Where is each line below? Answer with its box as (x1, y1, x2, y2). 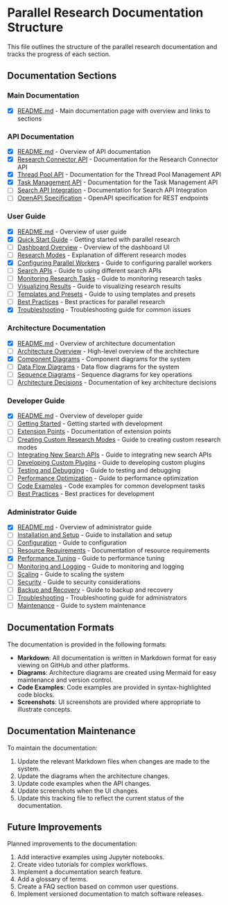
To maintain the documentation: (7, 744, 98, 752)
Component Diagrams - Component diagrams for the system (17, 355, 191, 363)
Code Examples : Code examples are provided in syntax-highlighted (17, 683, 211, 691)
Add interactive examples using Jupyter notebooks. (17, 853, 165, 861)
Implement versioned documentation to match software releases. (17, 890, 204, 898)
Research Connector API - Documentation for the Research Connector (17, 155, 218, 164)
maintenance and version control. (17, 676, 113, 684)
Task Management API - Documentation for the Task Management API (17, 178, 218, 186)
